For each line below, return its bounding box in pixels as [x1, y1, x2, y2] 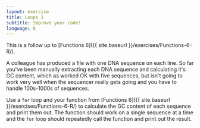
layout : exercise [6, 8, 49, 15]
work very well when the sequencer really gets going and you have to [6, 79, 177, 86]
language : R [6, 25, 36, 32]
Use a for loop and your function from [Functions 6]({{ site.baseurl [6, 96, 170, 104]
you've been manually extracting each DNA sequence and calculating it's [6, 66, 186, 73]
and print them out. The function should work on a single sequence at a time [6, 109, 193, 116]
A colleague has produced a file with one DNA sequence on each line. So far [6, 60, 194, 67]
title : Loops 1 [6, 14, 44, 20]
